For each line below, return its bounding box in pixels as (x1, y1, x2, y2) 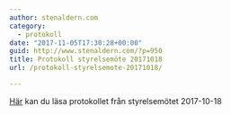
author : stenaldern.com (9, 13, 99, 22)
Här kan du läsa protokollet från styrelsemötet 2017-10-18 (9, 95, 222, 106)
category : (9, 22, 47, 31)
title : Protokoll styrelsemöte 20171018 (9, 55, 164, 64)
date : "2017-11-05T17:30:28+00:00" (9, 38, 143, 48)
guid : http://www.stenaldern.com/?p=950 (9, 47, 164, 56)
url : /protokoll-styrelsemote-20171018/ (9, 64, 164, 73)
